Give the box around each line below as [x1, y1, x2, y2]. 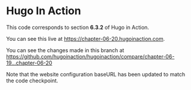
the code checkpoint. [6, 77, 58, 84]
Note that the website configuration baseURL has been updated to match [6, 70, 186, 78]
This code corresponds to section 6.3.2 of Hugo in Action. [6, 24, 149, 31]
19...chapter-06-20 [6, 59, 52, 66]
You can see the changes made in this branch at [6, 46, 124, 54]
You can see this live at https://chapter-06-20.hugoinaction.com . [6, 35, 165, 42]
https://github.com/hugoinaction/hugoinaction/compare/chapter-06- [6, 53, 175, 60]
